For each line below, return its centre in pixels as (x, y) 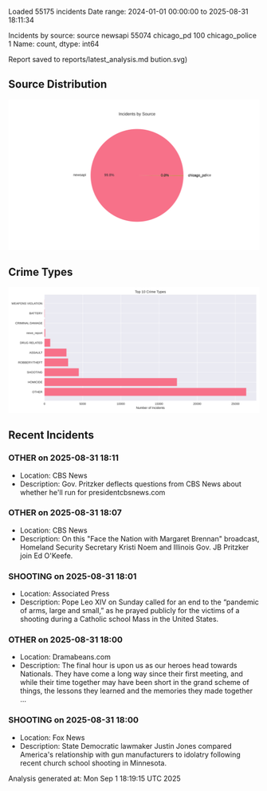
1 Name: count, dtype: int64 (54, 44)
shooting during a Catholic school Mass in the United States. (119, 619)
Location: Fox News (52, 738)
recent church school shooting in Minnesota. (93, 763)
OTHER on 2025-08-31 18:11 (64, 458)
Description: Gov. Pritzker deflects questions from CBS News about (130, 484)
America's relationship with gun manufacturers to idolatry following (130, 754)
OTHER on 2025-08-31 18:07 (65, 513)
